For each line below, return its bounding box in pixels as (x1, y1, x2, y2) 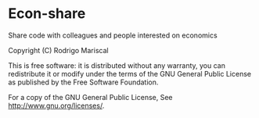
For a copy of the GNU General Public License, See (8, 92, 174, 102)
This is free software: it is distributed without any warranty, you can (8, 60, 225, 70)
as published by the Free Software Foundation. (8, 77, 159, 87)
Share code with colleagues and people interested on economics (8, 30, 218, 40)
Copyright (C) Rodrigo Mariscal (8, 45, 109, 55)
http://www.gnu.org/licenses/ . (8, 101, 105, 110)
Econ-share (8, 5, 86, 23)
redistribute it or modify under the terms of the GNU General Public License (8, 69, 252, 78)
